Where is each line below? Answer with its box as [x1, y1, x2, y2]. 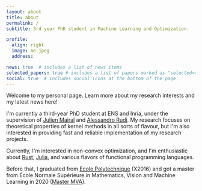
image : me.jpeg [11, 48, 50, 54]
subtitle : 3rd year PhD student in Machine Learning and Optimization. [6, 25, 189, 32]
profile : [6, 37, 28, 43]
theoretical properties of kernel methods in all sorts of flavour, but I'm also [6, 123, 190, 130]
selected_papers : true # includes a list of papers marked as [6, 70, 165, 76]
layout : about [6, 8, 42, 15]
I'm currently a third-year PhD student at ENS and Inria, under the [6, 110, 168, 117]
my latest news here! [6, 98, 58, 105]
